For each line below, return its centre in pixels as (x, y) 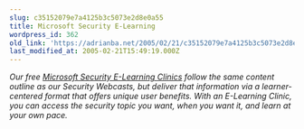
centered (26, 97)
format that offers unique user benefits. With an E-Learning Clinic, (168, 97)
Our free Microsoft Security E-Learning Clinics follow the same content (142, 77)
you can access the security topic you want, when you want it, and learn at (150, 106)
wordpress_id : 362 (44, 34)
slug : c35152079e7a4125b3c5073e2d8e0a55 (87, 18)
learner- (277, 87)
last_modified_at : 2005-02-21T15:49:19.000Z (95, 51)
